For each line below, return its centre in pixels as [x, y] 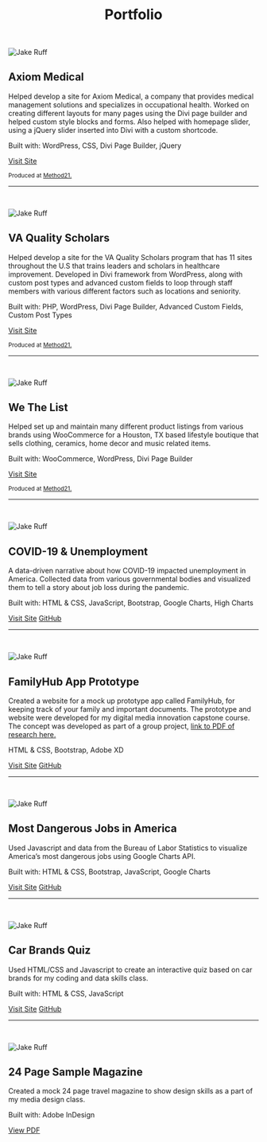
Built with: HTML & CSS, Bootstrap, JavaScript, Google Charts [109, 872]
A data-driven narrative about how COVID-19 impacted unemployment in [127, 571]
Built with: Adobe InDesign [52, 1115]
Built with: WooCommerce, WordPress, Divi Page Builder [101, 459]
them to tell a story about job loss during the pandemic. [99, 588]
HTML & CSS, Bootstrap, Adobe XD [66, 750]
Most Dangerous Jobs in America [93, 829]
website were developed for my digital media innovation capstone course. [129, 718]
